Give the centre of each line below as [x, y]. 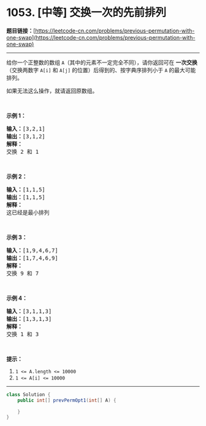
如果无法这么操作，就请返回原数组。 [52, 91]
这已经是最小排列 [28, 212]
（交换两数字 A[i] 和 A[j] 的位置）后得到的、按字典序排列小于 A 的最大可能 [101, 70]
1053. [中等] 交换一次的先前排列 [86, 13]
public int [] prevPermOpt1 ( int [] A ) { [67, 400]
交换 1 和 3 [23, 334]
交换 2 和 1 [23, 151]
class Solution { [29, 394]
